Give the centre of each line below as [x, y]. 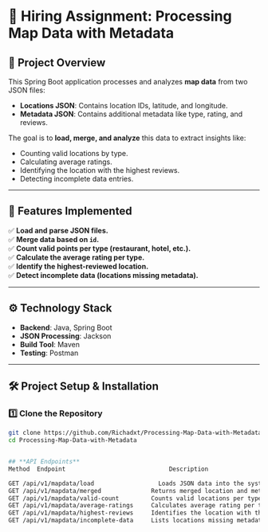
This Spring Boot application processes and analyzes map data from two [128, 82]
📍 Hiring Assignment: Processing [120, 16]
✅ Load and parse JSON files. [59, 230]
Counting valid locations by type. [74, 153]
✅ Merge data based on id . [54, 239]
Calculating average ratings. [66, 162]
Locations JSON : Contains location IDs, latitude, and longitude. [124, 106]
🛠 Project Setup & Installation [84, 387]
